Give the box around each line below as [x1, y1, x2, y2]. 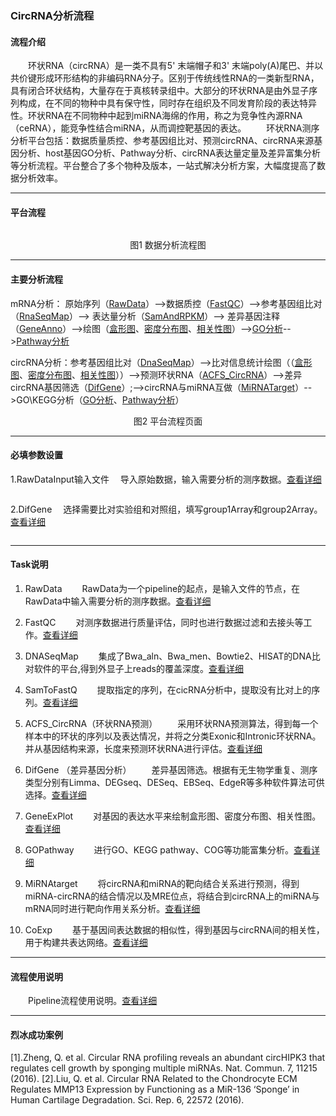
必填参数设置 [10, 449, 63, 461]
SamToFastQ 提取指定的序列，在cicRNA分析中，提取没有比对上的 [24, 683, 312, 696]
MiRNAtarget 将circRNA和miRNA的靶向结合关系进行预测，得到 [24, 877, 300, 889]
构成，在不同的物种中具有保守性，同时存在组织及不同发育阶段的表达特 [18, 97, 308, 109]
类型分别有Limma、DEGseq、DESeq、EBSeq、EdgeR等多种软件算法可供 [24, 776, 325, 788]
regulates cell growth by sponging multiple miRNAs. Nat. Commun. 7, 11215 [10, 1062, 318, 1074]
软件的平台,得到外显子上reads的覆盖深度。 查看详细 [33, 662, 244, 674]
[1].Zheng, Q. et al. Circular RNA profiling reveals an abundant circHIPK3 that [10, 1052, 326, 1064]
